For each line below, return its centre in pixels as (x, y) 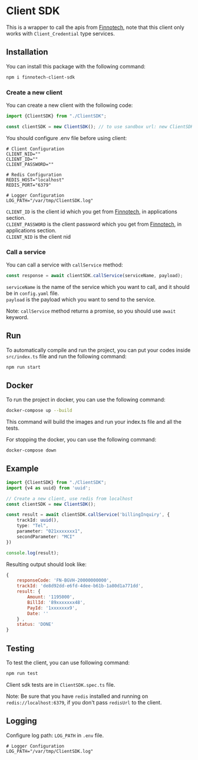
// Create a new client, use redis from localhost (70, 498)
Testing (20, 648)
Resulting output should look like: (47, 564)
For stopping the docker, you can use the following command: (81, 440)
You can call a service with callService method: (65, 265)
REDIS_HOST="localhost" (35, 180)
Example (22, 469)
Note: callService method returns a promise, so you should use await (91, 311)
